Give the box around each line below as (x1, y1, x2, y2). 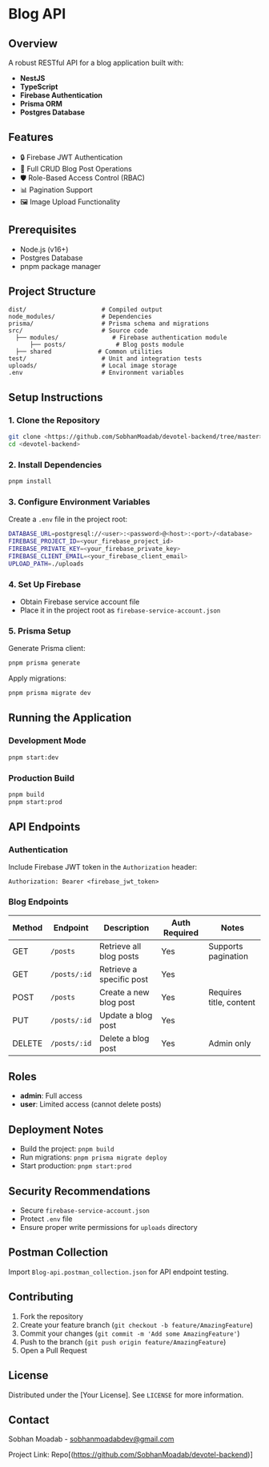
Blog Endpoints (8, 896, 69, 907)
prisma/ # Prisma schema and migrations (8, 320, 210, 328)
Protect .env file (19, 1214, 73, 1224)
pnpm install (8, 477, 52, 485)
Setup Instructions (8, 390, 103, 404)
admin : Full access (19, 1091, 82, 1101)
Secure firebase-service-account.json (19, 1206, 150, 1216)
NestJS (19, 74, 46, 82)
